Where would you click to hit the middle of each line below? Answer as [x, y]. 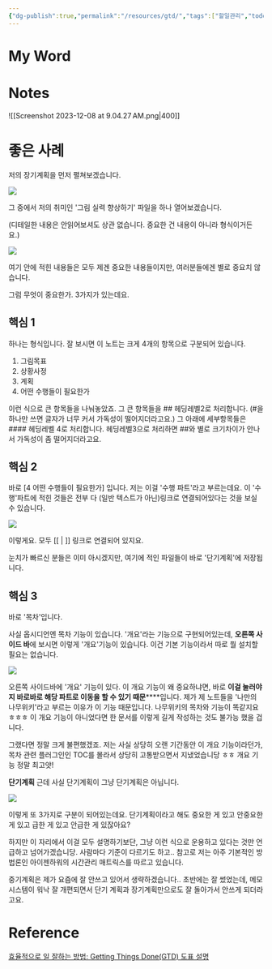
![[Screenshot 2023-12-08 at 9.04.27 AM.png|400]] [94, 115]
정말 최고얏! [35, 765]
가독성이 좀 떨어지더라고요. [59, 439]
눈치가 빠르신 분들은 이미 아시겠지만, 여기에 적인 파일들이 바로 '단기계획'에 [125, 558]
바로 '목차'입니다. [36, 617]
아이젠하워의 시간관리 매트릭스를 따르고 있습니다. [106, 862]
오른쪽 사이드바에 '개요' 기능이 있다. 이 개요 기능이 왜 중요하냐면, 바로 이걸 [125, 687]
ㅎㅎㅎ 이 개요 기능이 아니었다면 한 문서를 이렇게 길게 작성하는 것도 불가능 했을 [132, 718]
